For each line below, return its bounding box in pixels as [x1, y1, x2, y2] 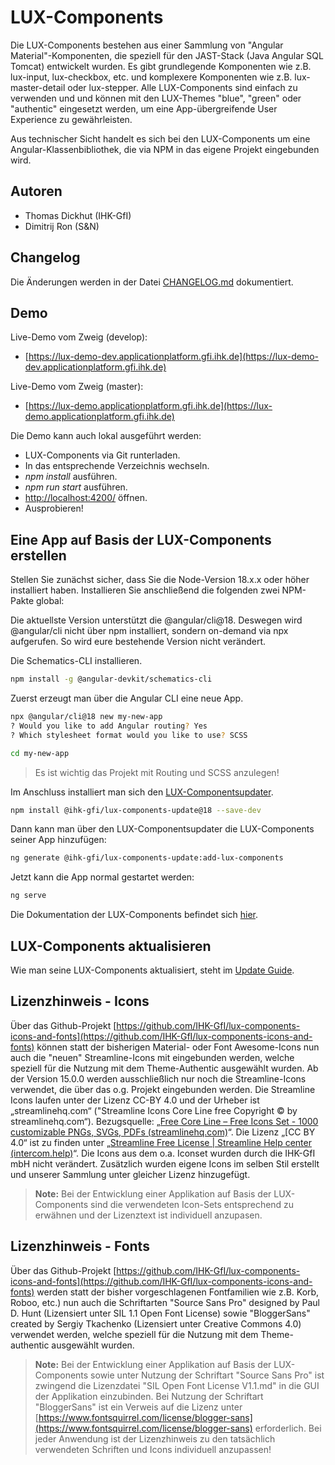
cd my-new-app [10, 748, 70, 758]
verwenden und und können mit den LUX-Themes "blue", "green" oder [10, 92, 302, 104]
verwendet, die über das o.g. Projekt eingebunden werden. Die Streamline [10, 1083, 316, 1095]
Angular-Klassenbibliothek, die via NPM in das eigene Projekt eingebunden [10, 143, 320, 155]
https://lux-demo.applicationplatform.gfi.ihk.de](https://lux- [28, 400, 273, 412]
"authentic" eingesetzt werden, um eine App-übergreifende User [10, 102, 278, 115]
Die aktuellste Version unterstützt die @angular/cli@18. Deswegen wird [10, 614, 303, 626]
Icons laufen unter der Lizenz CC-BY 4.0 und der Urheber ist [10, 1094, 260, 1106]
